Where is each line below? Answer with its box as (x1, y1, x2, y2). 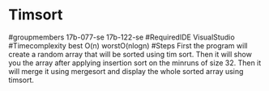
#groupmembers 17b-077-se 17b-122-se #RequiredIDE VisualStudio (8, 32, 235, 42)
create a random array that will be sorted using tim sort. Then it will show (8, 49, 253, 59)
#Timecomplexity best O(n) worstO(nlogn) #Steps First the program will (8, 40, 248, 50)
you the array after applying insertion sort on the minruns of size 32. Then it (8, 58, 262, 68)
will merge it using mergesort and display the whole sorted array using (8, 66, 244, 76)
